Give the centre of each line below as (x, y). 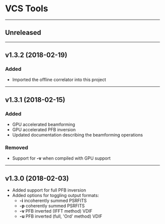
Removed (17, 148)
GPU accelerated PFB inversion (44, 130)
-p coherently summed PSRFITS (52, 206)
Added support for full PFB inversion (49, 190)
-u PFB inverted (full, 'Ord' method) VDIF (61, 216)
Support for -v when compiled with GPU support (61, 158)
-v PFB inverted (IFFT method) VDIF (56, 211)
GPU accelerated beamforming (43, 125)
